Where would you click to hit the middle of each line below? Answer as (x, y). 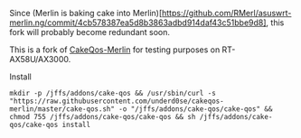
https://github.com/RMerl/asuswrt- (226, 13)
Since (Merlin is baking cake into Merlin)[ (86, 13)
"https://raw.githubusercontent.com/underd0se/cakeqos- (117, 101)
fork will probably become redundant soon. (89, 32)
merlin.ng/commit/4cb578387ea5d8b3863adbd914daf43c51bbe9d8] (138, 23)
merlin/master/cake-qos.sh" (62, 109)
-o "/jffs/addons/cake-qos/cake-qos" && (196, 109)
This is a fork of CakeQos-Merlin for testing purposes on (115, 50)
